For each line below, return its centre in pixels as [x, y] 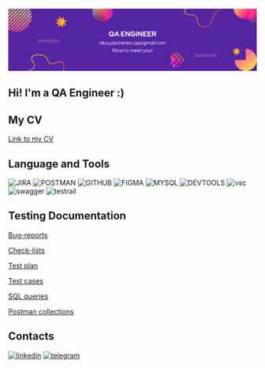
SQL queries [28, 296]
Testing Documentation [67, 216]
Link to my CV [31, 139]
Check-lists [27, 250]
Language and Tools [59, 164]
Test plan [23, 265]
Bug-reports [28, 235]
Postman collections [41, 311]
